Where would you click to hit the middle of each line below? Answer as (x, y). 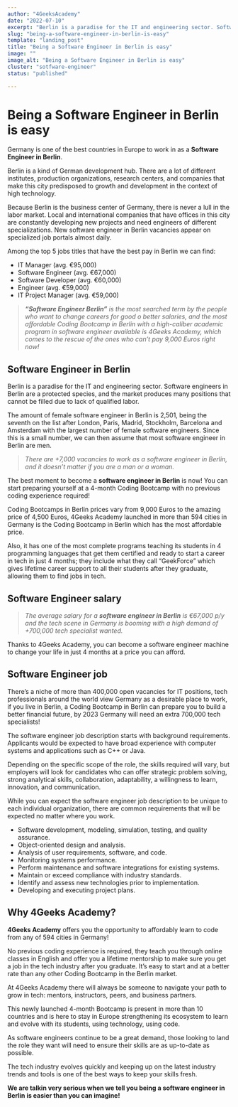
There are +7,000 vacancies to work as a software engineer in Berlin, (126, 459)
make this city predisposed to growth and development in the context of (113, 186)
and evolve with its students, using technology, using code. (94, 1024)
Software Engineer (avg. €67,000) (67, 273)
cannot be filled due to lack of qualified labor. (73, 402)
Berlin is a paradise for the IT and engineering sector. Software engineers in (118, 386)
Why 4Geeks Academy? (62, 913)
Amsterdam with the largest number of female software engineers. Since (113, 430)
